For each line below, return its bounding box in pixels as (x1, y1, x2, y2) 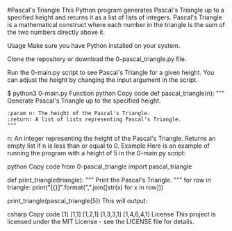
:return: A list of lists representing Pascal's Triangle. (7, 116, 182, 123)
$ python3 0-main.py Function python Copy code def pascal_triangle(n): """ (7, 89, 225, 97)
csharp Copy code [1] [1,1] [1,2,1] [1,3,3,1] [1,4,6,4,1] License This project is (7, 210, 217, 218)
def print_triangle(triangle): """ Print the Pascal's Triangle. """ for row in (7, 176, 212, 184)
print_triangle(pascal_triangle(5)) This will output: (7, 197, 148, 205)
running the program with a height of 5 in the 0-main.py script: (7, 149, 186, 157)
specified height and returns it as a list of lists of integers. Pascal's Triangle (7, 13, 222, 22)
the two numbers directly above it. (7, 28, 106, 36)
